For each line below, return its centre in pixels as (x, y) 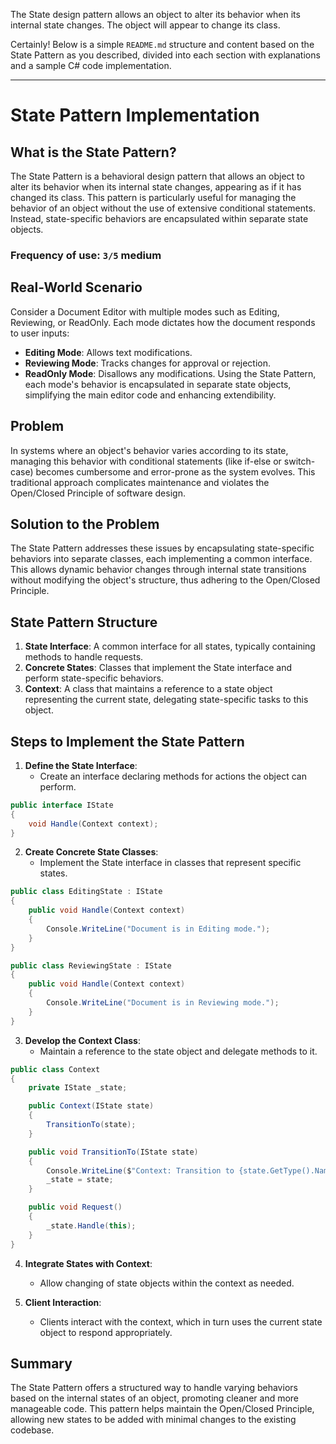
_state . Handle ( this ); (91, 1225)
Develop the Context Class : (83, 1040)
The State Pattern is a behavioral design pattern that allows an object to (157, 176)
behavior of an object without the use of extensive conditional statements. (163, 208)
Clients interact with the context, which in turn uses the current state (181, 1321)
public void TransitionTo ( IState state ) (113, 1152)
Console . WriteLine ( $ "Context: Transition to (140, 1170)
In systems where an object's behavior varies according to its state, (149, 450)
